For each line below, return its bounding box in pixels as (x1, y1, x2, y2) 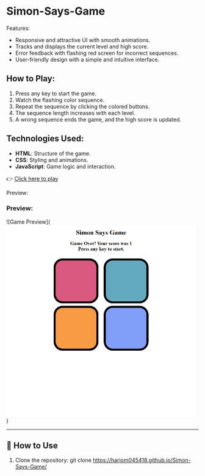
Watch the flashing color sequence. (15, 96, 105, 103)
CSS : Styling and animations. (15, 156, 88, 163)
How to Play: (6, 73, 56, 84)
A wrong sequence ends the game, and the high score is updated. (15, 115, 182, 123)
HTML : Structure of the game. (15, 150, 92, 157)
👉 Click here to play (6, 175, 59, 182)
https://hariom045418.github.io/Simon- (92, 456, 191, 464)
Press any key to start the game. (15, 90, 96, 97)
